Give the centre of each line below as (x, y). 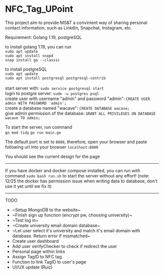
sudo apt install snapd (29, 56)
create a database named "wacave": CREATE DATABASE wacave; (67, 108)
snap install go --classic (32, 60)
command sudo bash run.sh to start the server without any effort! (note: (77, 175)
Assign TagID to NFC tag (37, 256)
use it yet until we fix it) (29, 186)
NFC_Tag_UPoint (39, 9)
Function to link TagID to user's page (49, 262)
